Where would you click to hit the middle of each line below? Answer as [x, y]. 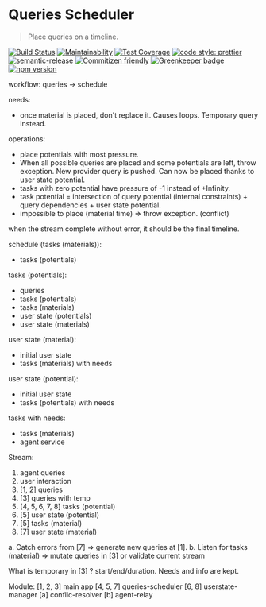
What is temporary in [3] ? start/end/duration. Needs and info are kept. [124, 570]
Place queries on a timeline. [73, 37]
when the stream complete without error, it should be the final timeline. [124, 229]
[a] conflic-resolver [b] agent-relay [96, 594]
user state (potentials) [56, 315]
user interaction [45, 481]
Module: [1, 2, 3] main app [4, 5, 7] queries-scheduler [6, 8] [105, 586]
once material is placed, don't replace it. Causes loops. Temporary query [139, 115]
